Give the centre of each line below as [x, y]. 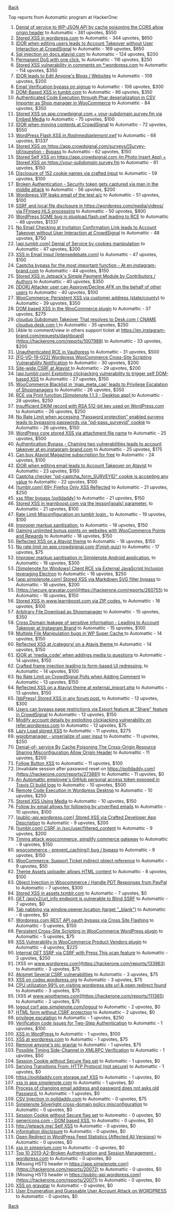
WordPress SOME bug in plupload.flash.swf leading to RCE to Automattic [92, 217]
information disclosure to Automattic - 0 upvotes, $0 [71, 1131]
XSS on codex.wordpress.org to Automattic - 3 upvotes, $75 [79, 980]
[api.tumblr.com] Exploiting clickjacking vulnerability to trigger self [85, 373]
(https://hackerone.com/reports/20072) [57, 1169]
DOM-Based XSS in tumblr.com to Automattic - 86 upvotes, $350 [84, 92]
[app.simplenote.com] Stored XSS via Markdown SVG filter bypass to [88, 579]
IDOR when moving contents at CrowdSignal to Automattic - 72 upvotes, [91, 125]
